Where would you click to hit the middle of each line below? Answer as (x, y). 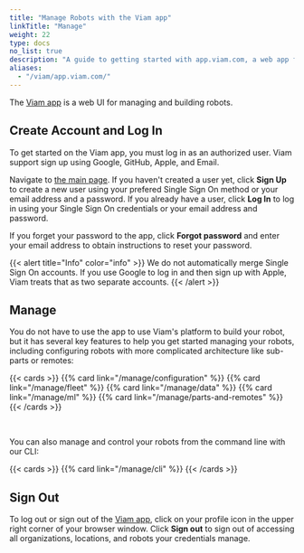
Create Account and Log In (86, 131)
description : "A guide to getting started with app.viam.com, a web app (149, 60)
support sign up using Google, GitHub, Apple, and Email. (114, 162)
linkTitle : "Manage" (48, 26)
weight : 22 (30, 34)
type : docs (30, 43)
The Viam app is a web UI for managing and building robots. (121, 102)
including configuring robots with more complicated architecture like (137, 351)
